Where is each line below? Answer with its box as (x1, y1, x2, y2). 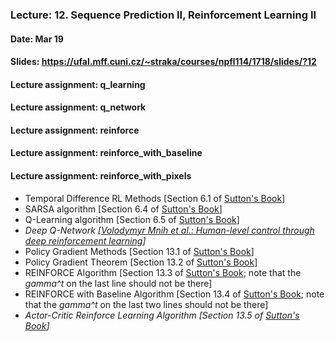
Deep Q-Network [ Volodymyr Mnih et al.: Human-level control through (24, 224, 315, 236)
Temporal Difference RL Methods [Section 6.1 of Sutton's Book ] (24, 192, 286, 204)
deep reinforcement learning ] (24, 234, 147, 247)
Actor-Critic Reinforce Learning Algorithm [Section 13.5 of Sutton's (24, 309, 300, 321)
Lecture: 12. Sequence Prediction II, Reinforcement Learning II (10, 8, 317, 22)
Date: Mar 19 (10, 33, 64, 45)
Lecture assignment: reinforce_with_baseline (10, 147, 203, 159)
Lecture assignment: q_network (10, 101, 147, 113)
